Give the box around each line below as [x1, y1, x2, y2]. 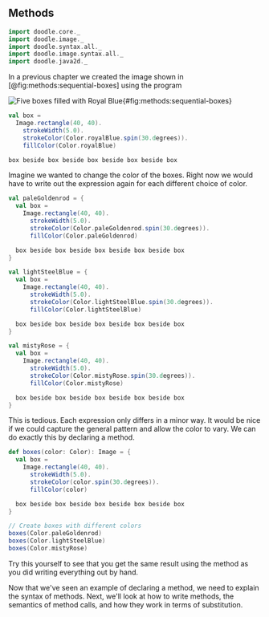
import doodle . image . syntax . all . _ [8, 50, 124, 59]
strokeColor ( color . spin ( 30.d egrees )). [29, 477, 160, 486]
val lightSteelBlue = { [8, 268, 88, 276]
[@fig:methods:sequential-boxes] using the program [8, 80, 182, 91]
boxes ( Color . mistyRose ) [8, 545, 88, 553]
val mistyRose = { [8, 342, 70, 350]
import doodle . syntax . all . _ [8, 43, 103, 51]
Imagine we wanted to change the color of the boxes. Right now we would [8, 170, 254, 180]
